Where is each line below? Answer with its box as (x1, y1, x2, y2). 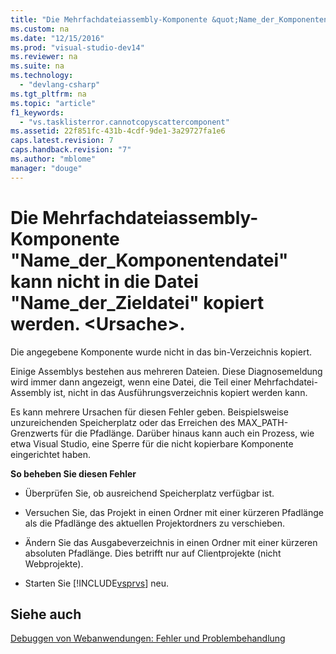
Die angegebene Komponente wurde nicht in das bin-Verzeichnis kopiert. (10, 346, 312, 358)
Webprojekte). (24, 557, 84, 570)
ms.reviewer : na (10, 52, 78, 62)
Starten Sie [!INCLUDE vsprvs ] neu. (24, 577, 169, 589)
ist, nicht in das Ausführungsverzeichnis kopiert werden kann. (53, 386, 308, 398)
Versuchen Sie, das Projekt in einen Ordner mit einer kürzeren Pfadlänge (24, 506, 324, 518)
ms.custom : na (10, 24, 70, 34)
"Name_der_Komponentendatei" (10, 249, 289, 271)
